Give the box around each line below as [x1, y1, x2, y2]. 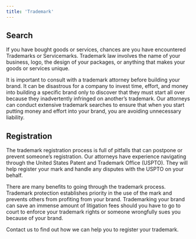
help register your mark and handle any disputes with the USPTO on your [6, 166, 184, 173]
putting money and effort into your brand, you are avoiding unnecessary [6, 107, 182, 115]
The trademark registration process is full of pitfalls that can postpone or [6, 147, 183, 154]
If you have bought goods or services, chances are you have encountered [6, 46, 186, 53]
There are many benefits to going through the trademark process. [6, 184, 166, 191]
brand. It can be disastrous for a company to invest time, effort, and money [6, 83, 188, 90]
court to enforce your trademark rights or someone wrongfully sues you [6, 208, 181, 215]
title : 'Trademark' [6, 8, 54, 15]
